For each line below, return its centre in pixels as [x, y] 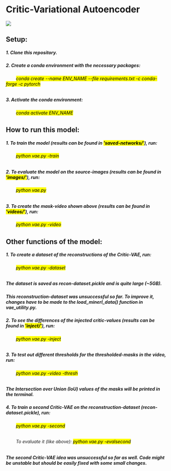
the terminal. [20, 395]
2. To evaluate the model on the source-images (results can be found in [84, 172]
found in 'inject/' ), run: [30, 326]
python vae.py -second [40, 426]
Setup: [17, 40]
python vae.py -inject [38, 339]
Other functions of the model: [54, 241]
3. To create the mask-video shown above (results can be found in [78, 206]
